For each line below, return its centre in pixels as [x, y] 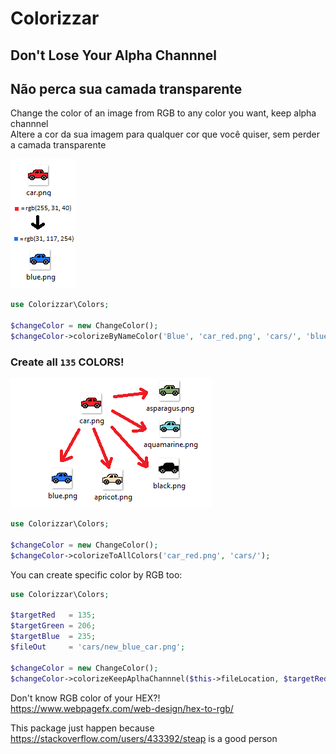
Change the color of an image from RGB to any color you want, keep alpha [163, 113]
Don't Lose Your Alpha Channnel [114, 55]
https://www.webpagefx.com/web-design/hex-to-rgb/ [122, 708]
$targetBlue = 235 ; [53, 637]
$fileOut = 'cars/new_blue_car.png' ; [98, 647]
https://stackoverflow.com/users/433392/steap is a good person [144, 738]
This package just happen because [82, 728]
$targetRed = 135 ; [53, 615]
